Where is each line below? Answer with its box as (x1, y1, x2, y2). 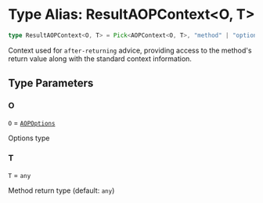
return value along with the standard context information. (8, 53, 192, 63)
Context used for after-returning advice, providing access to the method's (8, 45, 252, 55)
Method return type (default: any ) (8, 186, 115, 195)
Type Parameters (8, 77, 94, 90)
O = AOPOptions (8, 118, 56, 127)
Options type (8, 133, 50, 143)
